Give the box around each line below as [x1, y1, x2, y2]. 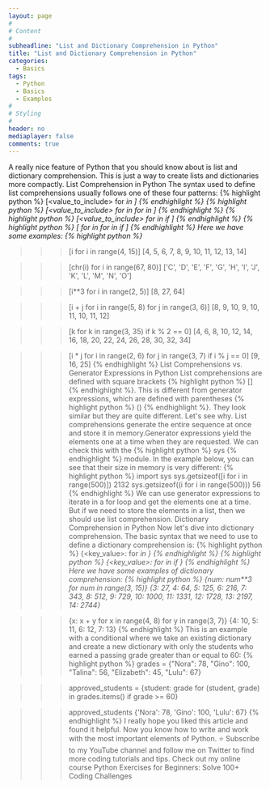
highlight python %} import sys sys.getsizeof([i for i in [68, 471, 248, 481]
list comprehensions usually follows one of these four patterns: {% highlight [8, 188, 261, 197]
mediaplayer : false [8, 132, 74, 140]
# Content [8, 27, 42, 35]
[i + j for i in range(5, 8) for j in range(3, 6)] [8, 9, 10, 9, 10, [68, 302, 260, 312]
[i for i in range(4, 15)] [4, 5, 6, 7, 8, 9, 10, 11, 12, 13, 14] [68, 246, 247, 256]
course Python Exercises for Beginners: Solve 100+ [68, 762, 240, 772]
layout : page [8, 11, 53, 20]
